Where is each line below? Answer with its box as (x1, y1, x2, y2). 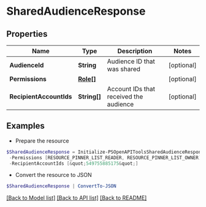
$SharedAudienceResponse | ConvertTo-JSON (6, 183, 116, 189)
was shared (107, 65, 141, 73)
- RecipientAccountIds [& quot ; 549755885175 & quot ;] (9, 160, 139, 167)
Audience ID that (107, 57, 155, 66)
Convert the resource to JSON (15, 171, 92, 179)
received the (107, 92, 143, 100)
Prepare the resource (15, 137, 69, 145)
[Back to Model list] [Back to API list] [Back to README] (6, 194, 147, 201)
